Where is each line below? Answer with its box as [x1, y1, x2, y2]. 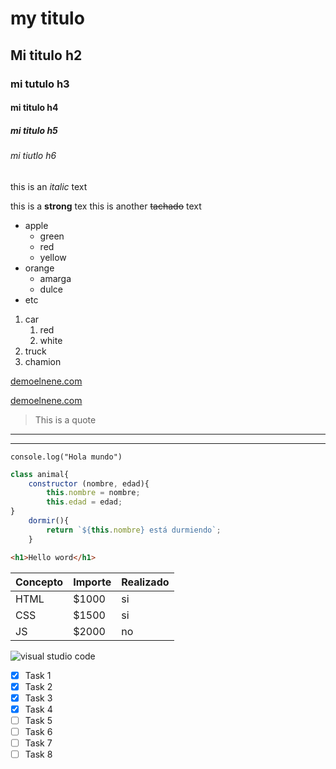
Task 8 [24, 748, 53, 760]
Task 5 [24, 714, 53, 726]
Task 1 [24, 669, 52, 681]
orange [24, 262, 55, 274]
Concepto [15, 575, 64, 589]
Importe [73, 575, 112, 589]
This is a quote [34, 413, 97, 426]
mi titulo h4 [10, 102, 59, 114]
